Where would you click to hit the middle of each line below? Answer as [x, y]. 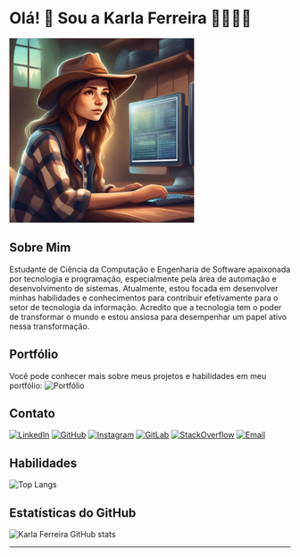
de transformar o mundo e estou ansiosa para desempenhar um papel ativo [148, 316]
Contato [32, 414]
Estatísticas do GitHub [73, 513]
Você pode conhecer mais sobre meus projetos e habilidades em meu [138, 376]
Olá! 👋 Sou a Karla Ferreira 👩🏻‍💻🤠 [130, 18]
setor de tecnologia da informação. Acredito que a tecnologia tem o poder [146, 307]
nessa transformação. [50, 326]
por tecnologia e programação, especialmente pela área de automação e [143, 278]
